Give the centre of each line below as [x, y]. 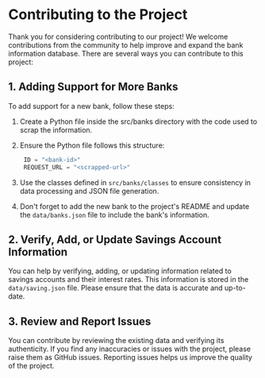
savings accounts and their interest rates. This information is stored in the [129, 280]
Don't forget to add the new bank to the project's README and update [134, 206]
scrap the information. [56, 129]
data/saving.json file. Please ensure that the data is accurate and [116, 288]
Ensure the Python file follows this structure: [92, 145]
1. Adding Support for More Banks [93, 87]
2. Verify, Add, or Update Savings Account [115, 239]
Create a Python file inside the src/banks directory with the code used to [138, 121]
